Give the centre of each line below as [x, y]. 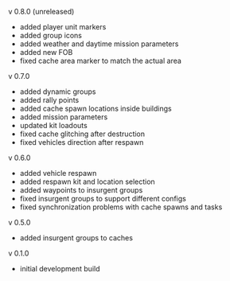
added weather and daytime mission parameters [99, 44]
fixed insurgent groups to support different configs [103, 199]
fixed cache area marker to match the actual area [100, 60]
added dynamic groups [58, 92]
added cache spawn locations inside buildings [96, 108]
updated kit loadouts [53, 125]
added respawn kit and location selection [87, 181]
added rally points [49, 100]
